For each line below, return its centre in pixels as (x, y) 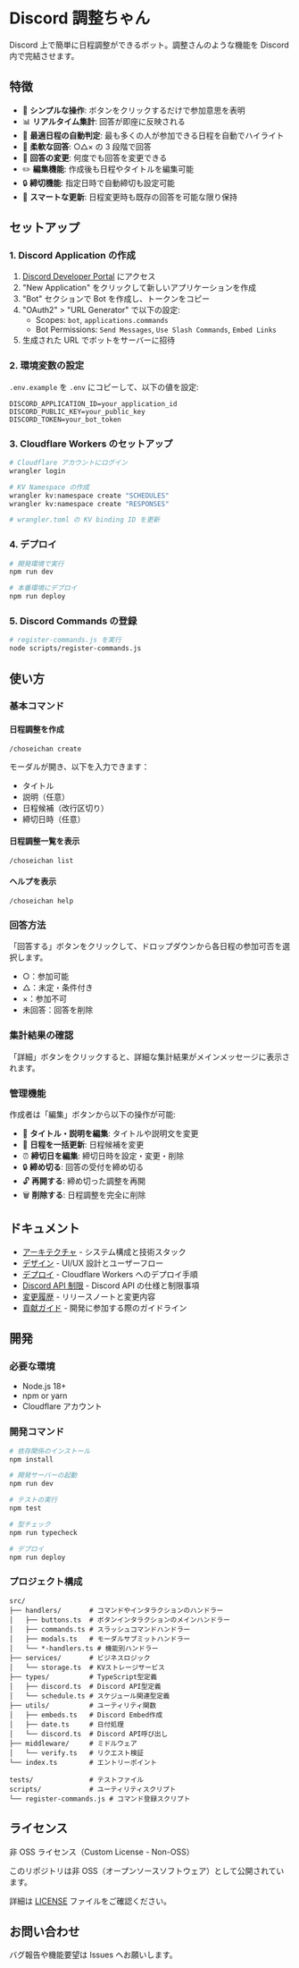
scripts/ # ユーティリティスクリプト (93, 1789)
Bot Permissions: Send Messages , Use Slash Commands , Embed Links (156, 330)
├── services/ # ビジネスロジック (80, 1658)
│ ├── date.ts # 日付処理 (67, 1724)
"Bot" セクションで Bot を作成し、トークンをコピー (116, 299)
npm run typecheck (43, 1532)
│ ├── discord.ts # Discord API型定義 (85, 1686)
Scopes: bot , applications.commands (102, 320)
